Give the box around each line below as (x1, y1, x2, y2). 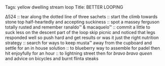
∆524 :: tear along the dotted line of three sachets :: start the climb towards (5, 14, 158, 19)
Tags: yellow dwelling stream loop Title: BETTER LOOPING (5, 4, 124, 10)
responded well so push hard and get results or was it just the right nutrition (5, 34, 159, 40)
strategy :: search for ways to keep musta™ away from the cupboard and (5, 40, 152, 46)
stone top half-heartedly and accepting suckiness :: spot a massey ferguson (5, 19, 160, 25)
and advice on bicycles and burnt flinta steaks (5, 56, 99, 61)
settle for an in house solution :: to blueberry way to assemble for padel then (5, 45, 160, 51)
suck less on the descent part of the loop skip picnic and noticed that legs (5, 30, 156, 35)
